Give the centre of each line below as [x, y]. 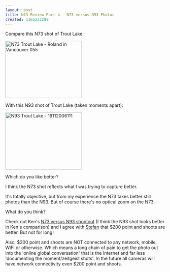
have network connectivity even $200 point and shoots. [64, 264]
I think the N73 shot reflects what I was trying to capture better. [72, 187]
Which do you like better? [32, 177]
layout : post [19, 10]
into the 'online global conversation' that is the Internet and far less [75, 253]
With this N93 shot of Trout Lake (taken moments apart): [64, 105]
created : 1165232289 [27, 19]
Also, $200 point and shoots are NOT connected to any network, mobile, [81, 243]
